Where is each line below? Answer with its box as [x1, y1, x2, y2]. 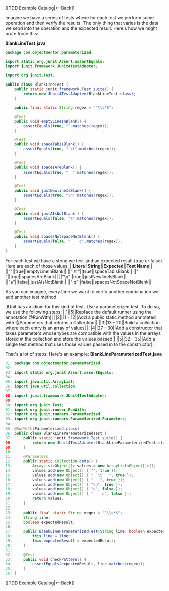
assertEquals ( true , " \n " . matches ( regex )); [23, 193, 114, 198]
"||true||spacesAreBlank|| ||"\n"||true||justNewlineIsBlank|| [5, 273, 127, 279]
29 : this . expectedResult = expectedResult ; [5, 538, 116, 543]
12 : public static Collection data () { [5, 459, 98, 464]
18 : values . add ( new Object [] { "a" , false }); [5, 487, 123, 492]
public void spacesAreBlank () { [14, 165, 82, 170]
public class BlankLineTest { [5, 82, 69, 87]
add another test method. [5, 294, 58, 300]
